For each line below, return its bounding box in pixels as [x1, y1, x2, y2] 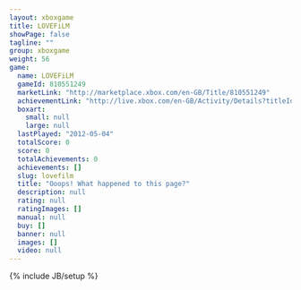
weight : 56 [9, 55, 50, 64]
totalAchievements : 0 [17, 154, 99, 164]
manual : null [17, 212, 66, 222]
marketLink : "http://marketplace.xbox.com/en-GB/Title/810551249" [17, 88, 271, 97]
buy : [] [17, 221, 47, 230]
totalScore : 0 [17, 138, 70, 147]
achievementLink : [17, 96, 82, 106]
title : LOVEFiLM [9, 21, 70, 30]
